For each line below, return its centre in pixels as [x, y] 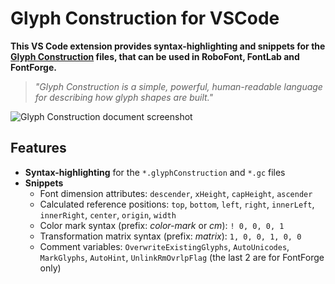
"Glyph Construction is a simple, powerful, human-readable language [178, 86]
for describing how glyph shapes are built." [124, 97]
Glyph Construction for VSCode [145, 18]
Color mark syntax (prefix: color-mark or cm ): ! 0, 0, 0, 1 [162, 225]
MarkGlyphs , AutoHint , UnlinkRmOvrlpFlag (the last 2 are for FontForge [182, 257]
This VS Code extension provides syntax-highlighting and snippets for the [168, 46]
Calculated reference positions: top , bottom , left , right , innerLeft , [177, 204]
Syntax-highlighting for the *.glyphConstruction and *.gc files [155, 172]
